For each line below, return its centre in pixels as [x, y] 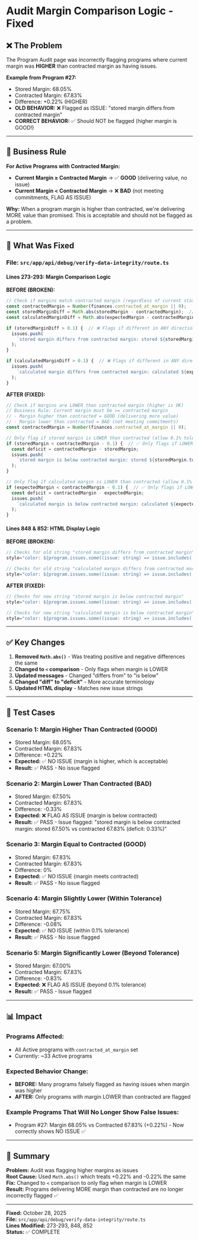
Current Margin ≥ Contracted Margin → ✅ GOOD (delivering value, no [101, 178]
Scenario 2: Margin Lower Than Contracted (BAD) [79, 783]
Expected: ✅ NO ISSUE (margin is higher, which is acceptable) [91, 761]
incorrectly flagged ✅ [32, 1195]
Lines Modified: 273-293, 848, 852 [49, 1226]
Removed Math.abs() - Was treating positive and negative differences [100, 657]
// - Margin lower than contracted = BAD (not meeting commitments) [92, 422]
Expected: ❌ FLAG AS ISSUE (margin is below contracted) [86, 815]
